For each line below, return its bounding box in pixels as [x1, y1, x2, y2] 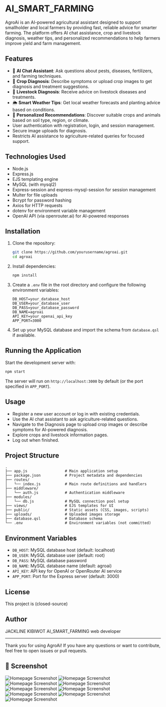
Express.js [12, 171, 34, 177]
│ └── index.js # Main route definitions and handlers [5, 482, 147, 487]
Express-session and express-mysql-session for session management [12, 186, 156, 193]
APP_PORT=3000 [12, 318, 41, 323]
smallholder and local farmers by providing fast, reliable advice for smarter [5, 24, 157, 30]
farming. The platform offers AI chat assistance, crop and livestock [5, 30, 141, 36]
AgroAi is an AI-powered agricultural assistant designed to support [5, 19, 141, 25]
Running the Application [5, 346, 82, 355]
